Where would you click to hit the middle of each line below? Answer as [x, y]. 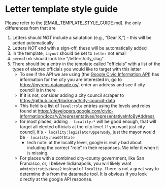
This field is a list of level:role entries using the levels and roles [85, 106]
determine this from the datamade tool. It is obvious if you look [83, 174]
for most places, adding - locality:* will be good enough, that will [88, 121]
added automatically [33, 42]
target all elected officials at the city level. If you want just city [82, 126]
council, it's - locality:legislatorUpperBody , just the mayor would [87, 132]
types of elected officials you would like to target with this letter [77, 69]
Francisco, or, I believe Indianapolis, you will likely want [76, 163]
